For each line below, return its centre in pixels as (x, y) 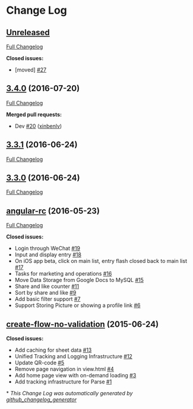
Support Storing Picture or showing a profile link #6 (77, 305)
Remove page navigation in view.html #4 (64, 369)
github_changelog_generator (42, 399)
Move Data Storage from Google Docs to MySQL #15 (79, 280)
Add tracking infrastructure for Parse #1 (63, 382)
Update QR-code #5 (39, 363)
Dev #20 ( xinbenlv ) (38, 126)
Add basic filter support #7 (48, 299)
